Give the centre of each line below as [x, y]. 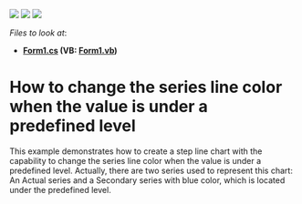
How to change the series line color [146, 87]
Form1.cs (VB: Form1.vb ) [70, 51]
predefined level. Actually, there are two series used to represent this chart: [151, 170]
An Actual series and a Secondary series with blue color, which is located [147, 180]
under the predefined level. [60, 189]
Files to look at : [38, 33]
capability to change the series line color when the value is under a [135, 160]
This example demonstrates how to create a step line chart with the [136, 151]
